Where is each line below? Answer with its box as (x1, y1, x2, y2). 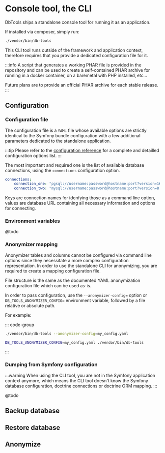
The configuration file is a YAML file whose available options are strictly (5, 127, 147, 133)
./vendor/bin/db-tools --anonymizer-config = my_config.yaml (5, 331, 129, 336)
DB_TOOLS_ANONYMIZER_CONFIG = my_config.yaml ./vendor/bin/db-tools (5, 340, 144, 345)
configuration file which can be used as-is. (5, 282, 92, 288)
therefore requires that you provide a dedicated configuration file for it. (5, 52, 148, 58)
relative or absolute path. (5, 302, 55, 308)
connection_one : (14, 181, 48, 186)
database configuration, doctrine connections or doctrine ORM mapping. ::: (5, 383, 157, 389)
